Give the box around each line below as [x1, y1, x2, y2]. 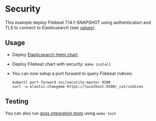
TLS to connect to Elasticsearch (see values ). [5, 24, 96, 30]
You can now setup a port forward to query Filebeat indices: [12, 70, 133, 76]
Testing [5, 97, 29, 105]
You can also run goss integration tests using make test [5, 110, 117, 116]
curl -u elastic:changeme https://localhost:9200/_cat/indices [12, 84, 144, 89]
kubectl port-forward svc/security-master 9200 [12, 80, 111, 85]
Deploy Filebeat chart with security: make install [12, 61, 111, 67]
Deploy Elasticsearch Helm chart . [12, 52, 79, 57]
